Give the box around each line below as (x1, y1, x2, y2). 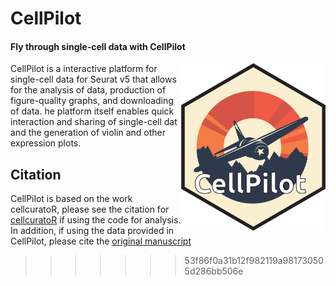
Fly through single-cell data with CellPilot (10, 40, 186, 52)
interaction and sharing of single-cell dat (10, 116, 178, 128)
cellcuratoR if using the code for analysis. (10, 214, 182, 226)
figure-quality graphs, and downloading (10, 95, 174, 107)
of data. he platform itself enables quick (10, 105, 175, 117)
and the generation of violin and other (10, 127, 166, 139)
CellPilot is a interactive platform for (10, 63, 158, 75)
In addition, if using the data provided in (10, 225, 175, 237)
